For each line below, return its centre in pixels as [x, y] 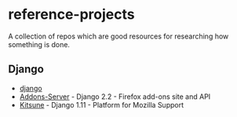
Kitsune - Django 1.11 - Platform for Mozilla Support [102, 104]
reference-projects [71, 15]
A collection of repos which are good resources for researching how [118, 36]
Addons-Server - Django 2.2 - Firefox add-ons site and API [115, 97]
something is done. [39, 44]
